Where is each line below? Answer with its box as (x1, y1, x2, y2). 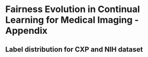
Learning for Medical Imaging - (5, 14, 139, 26)
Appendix (5, 25, 47, 36)
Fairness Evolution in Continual (5, 4, 140, 15)
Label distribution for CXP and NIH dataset (5, 45, 143, 53)
